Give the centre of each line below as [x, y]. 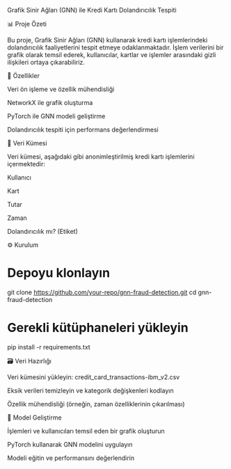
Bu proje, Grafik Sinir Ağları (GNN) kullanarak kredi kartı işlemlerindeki [107, 40]
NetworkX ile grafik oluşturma [50, 103]
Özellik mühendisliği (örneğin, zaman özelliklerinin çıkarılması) [96, 404]
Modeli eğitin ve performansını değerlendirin [71, 458]
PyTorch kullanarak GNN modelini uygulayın [70, 444]
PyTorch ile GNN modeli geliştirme [56, 116]
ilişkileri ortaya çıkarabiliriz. [46, 62]
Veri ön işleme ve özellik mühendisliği [61, 89]
